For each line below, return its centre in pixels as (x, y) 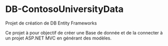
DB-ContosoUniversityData (64, 9)
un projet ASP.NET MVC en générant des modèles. (59, 38)
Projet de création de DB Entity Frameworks (51, 23)
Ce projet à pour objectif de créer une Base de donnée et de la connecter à (84, 32)
